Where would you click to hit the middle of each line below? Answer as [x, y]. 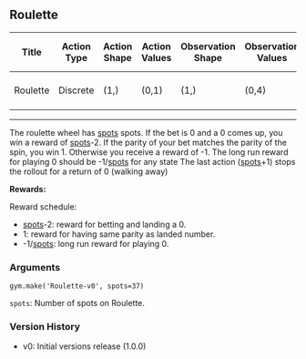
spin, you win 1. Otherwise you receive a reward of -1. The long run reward [149, 152]
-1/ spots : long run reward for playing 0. [96, 243]
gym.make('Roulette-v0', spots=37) [77, 286]
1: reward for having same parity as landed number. [119, 234]
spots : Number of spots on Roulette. [77, 303]
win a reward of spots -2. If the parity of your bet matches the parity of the [148, 142]
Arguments [35, 267]
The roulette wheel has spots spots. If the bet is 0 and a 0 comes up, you [146, 132]
